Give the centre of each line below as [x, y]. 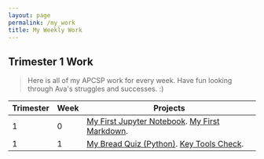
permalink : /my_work [42, 23]
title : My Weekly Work [45, 30]
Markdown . [107, 132]
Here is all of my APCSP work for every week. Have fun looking [130, 81]
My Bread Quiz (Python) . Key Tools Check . [165, 144]
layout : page [29, 15]
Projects [169, 108]
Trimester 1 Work [51, 61]
